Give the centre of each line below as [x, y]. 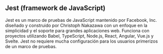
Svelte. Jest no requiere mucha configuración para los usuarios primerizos [81, 41]
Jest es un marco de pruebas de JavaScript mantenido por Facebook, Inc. [81, 20]
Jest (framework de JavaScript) [55, 8]
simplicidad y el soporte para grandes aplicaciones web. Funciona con [78, 30]
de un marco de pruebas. [31, 46]
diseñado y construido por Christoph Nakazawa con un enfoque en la [76, 25]
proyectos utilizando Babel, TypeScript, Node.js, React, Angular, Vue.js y [80, 36]
